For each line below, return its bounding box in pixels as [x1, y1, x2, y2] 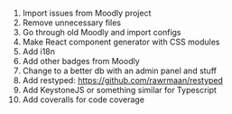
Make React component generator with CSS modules [22, 36, 220, 47]
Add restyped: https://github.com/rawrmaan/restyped [22, 75, 224, 85]
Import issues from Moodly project [22, 8, 152, 18]
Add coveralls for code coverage [22, 94, 144, 105]
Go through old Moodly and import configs [22, 27, 181, 37]
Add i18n [22, 46, 56, 57]
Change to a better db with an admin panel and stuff [22, 65, 217, 76]
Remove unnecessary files [22, 17, 122, 28]
